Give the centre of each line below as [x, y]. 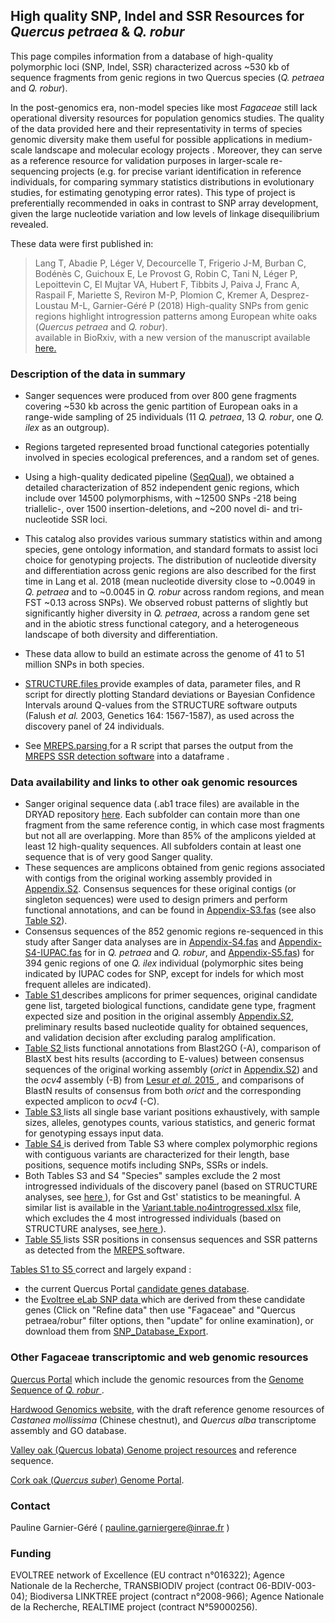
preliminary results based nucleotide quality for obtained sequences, [166, 1027]
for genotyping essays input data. [94, 1133]
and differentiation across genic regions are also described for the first [170, 571]
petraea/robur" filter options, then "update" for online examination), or [169, 1321]
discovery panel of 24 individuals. [94, 726]
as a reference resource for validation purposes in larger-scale [139, 160]
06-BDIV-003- [286, 1586]
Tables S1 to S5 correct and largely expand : [101, 1270]
